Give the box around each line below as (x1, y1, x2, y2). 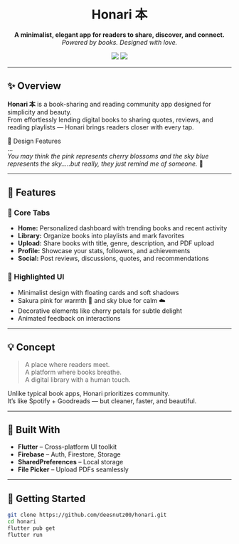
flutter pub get (7, 524, 55, 532)
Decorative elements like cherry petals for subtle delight (17, 306, 183, 315)
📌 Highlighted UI (7, 272, 65, 282)
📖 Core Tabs (7, 208, 51, 218)
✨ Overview (7, 80, 62, 92)
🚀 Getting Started (7, 492, 86, 505)
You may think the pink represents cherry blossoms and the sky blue (7, 151, 209, 160)
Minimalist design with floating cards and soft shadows (17, 288, 179, 297)
